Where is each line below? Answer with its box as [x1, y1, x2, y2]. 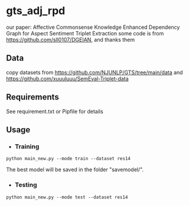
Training [14, 142, 40, 151]
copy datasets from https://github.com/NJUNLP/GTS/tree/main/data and [6, 69, 183, 76]
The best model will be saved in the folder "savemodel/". [6, 166, 144, 173]
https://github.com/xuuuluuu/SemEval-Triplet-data [6, 75, 129, 82]
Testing [14, 181, 37, 189]
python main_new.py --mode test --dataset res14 [6, 194, 128, 200]
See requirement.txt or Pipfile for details [6, 108, 103, 115]
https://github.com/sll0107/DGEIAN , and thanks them [6, 36, 135, 43]
